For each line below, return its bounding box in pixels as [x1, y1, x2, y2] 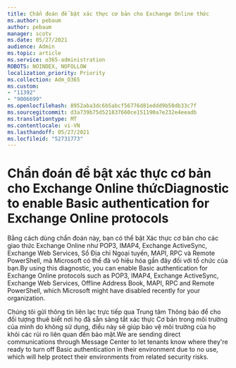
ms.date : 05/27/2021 [7, 37, 68, 44]
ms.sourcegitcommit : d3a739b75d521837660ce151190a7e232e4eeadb [7, 109, 197, 116]
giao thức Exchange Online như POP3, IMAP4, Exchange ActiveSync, [7, 242, 208, 250]
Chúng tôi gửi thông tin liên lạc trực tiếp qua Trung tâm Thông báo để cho [7, 308, 221, 316]
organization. [7, 294, 46, 302]
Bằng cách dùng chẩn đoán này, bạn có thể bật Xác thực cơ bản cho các [7, 234, 219, 242]
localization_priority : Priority [7, 69, 106, 76]
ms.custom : [7, 83, 39, 90]
